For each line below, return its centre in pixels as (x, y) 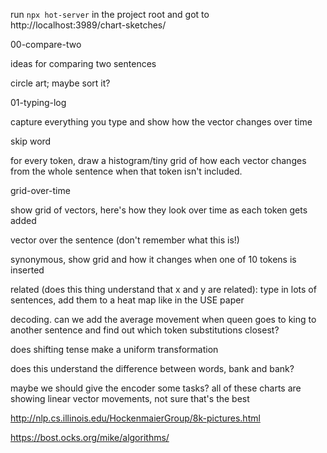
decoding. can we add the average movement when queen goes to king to (163, 319)
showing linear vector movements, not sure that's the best (130, 398)
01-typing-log (38, 102)
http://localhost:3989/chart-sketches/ (88, 25)
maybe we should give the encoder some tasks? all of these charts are (156, 388)
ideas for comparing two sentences (83, 63)
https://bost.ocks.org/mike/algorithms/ (90, 437)
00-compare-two (46, 44)
